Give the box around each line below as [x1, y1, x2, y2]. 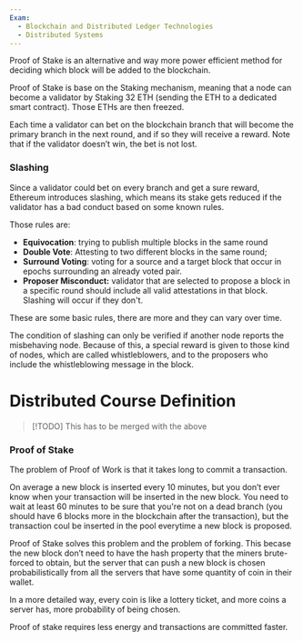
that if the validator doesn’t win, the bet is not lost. [9, 138, 197, 150]
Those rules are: [9, 219, 71, 230]
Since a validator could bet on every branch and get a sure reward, [9, 182, 260, 193]
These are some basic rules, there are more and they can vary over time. [9, 312, 282, 323]
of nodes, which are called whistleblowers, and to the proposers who [9, 349, 268, 360]
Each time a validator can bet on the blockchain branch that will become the [9, 119, 294, 130]
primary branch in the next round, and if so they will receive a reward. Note [9, 129, 291, 140]
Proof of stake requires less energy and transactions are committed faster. [9, 621, 288, 632]
